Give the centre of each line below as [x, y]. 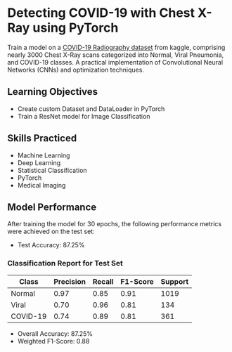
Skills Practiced [42, 138]
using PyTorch [76, 28]
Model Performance [52, 207]
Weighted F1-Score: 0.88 [53, 341]
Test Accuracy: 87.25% [51, 245]
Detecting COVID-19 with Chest [101, 13]
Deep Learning [39, 162]
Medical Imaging [41, 185]
